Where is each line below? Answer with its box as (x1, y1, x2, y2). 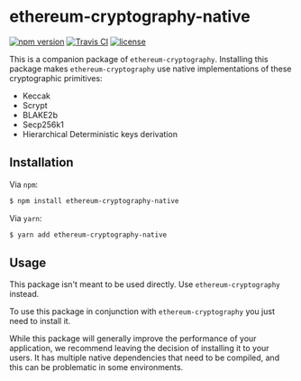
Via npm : (9, 179, 39, 190)
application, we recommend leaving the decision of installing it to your (9, 343, 269, 354)
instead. (9, 289, 40, 300)
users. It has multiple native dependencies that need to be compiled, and (9, 352, 280, 363)
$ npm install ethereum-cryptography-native (9, 196, 179, 205)
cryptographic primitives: (9, 72, 103, 83)
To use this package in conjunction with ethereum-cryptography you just (9, 306, 275, 317)
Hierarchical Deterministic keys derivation (22, 128, 178, 139)
